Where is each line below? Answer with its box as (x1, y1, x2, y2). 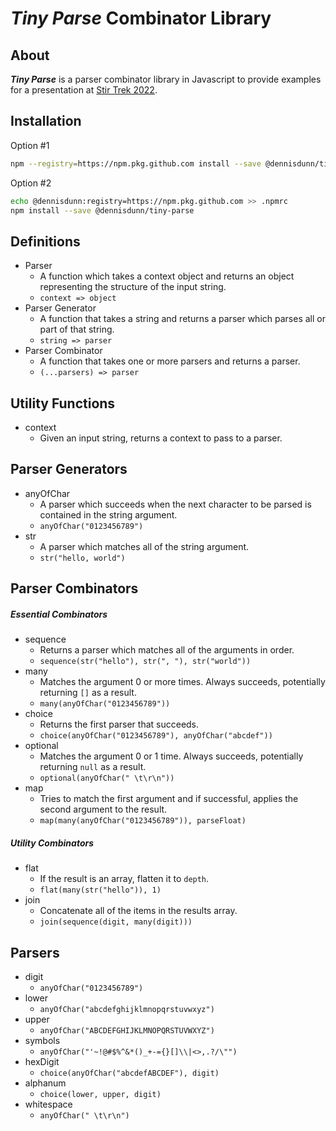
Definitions (10, 233, 81, 250)
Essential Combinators (10, 608, 108, 620)
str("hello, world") (39, 553, 126, 563)
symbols (24, 1035, 61, 1047)
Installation (10, 113, 82, 130)
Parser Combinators (10, 580, 139, 597)
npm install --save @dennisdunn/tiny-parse (10, 205, 195, 216)
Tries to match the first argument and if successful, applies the (39, 793, 299, 805)
